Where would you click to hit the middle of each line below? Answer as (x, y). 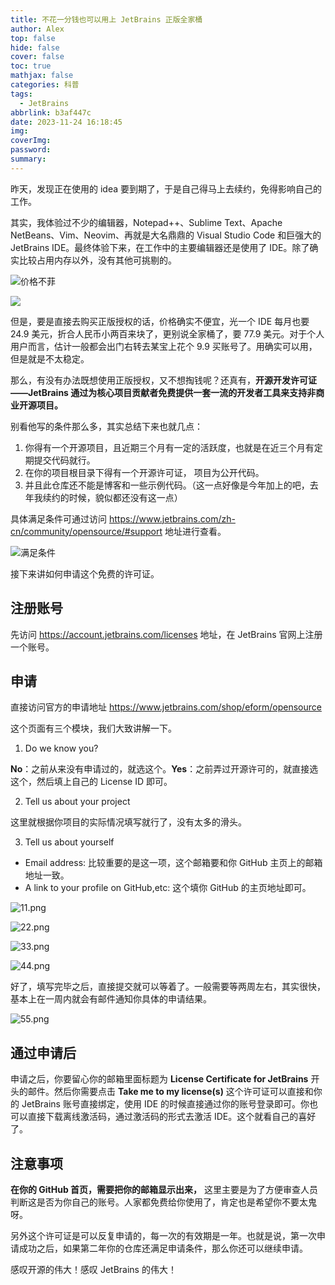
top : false (33, 38)
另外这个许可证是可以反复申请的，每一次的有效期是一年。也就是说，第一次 (163, 1235)
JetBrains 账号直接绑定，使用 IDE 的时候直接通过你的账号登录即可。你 (165, 1104)
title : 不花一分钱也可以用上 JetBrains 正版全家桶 (106, 19)
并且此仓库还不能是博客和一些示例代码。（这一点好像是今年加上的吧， (167, 485)
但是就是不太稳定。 (50, 358)
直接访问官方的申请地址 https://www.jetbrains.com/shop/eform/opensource (166, 707)
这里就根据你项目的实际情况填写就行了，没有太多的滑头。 (128, 822)
